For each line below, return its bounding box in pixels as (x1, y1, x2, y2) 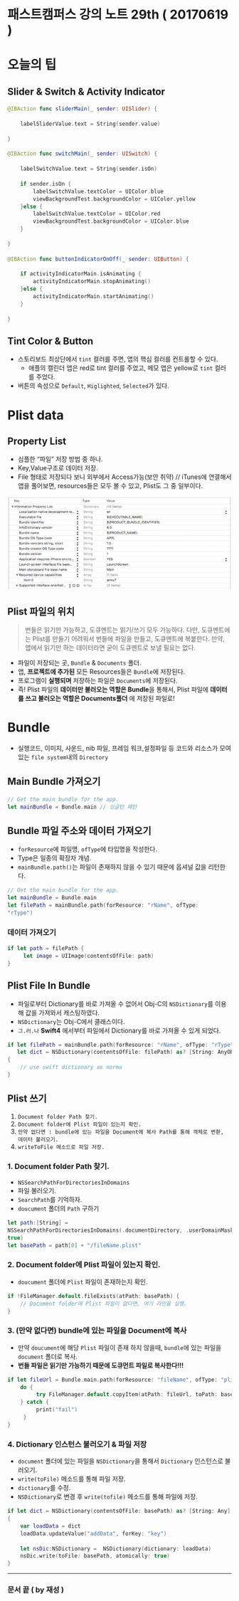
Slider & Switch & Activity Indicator (7, 85, 166, 97)
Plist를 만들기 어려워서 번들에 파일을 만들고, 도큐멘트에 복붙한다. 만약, (32, 634, 225, 643)
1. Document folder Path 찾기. (7, 1161, 110, 1171)
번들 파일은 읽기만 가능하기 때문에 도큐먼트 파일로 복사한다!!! (17, 1360, 184, 1370)
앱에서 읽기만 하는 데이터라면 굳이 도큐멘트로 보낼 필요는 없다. (24, 643, 196, 652)
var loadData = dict (20, 1522, 81, 1530)
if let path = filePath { (7, 945, 84, 952)
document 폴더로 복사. (17, 1352, 78, 1360)
